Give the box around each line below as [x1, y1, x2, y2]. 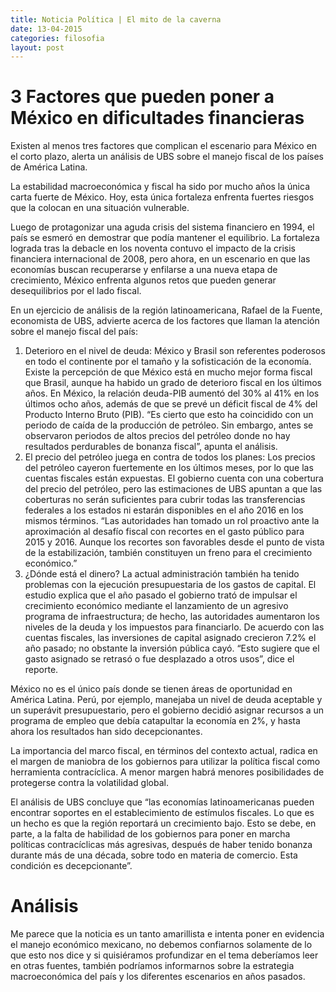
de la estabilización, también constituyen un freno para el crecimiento [24, 547, 313, 559]
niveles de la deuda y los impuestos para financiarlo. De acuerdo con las [24, 621, 325, 633]
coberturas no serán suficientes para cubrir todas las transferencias [24, 494, 306, 506]
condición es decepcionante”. [10, 860, 133, 872]
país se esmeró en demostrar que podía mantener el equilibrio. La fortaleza [10, 232, 320, 244]
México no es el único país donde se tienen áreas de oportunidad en [10, 683, 293, 695]
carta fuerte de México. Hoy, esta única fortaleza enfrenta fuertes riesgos [10, 191, 315, 203]
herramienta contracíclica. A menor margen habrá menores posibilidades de [10, 766, 325, 778]
